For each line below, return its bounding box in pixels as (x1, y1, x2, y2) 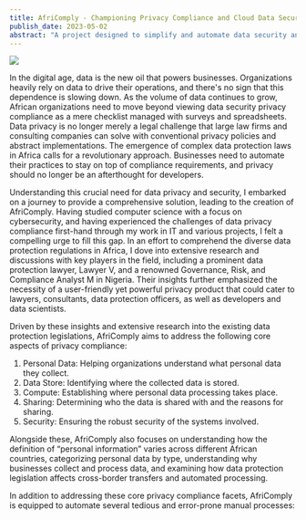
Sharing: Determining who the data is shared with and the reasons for (22, 397, 284, 408)
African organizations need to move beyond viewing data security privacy (9, 101, 287, 112)
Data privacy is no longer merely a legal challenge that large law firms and (9, 120, 288, 132)
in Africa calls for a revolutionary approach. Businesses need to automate (9, 150, 285, 161)
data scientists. (9, 303, 66, 315)
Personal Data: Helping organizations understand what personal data (22, 358, 282, 369)
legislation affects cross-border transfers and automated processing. (9, 473, 269, 484)
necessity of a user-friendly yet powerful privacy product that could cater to (9, 284, 295, 295)
